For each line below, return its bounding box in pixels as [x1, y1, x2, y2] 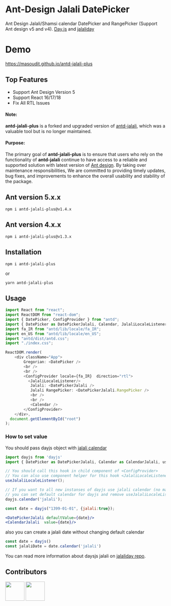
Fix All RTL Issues [12, 99, 50, 106]
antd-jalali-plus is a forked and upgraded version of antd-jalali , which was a [5, 122, 165, 129]
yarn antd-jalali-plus [5, 280, 53, 285]
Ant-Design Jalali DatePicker [5, 4, 130, 15]
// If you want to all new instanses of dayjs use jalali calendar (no [5, 487, 160, 493]
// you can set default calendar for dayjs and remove [5, 492, 124, 497]
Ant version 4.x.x [5, 220, 61, 229]
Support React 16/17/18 [12, 94, 61, 100]
